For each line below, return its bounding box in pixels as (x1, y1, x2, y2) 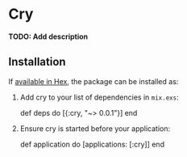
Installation (8, 55, 66, 69)
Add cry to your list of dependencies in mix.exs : (19, 92, 179, 102)
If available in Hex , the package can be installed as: (8, 76, 179, 86)
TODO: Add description (8, 32, 89, 41)
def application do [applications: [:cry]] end (19, 139, 165, 149)
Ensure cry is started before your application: (19, 123, 171, 134)
